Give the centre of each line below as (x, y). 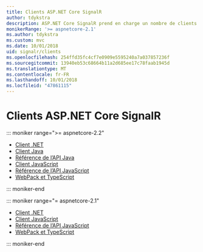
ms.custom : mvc (26, 40)
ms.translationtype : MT (36, 69)
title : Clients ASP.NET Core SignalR (54, 12)
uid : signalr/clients (34, 52)
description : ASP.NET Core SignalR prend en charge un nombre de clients (102, 23)
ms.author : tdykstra (33, 35)
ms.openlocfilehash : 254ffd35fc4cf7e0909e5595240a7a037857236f (88, 57)
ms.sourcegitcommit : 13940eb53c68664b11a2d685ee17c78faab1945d (88, 63)
